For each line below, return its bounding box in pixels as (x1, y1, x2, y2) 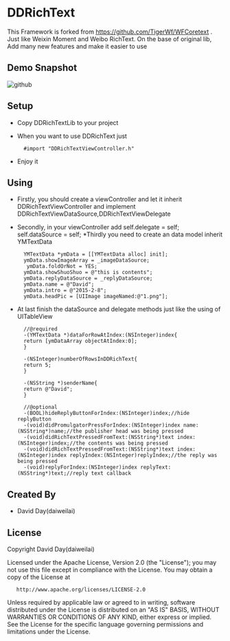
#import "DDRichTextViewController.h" (23, 145, 135, 152)
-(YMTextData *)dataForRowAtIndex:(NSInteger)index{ (23, 332, 178, 339)
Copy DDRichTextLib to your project (16, 118, 119, 126)
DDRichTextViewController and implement (16, 203, 136, 211)
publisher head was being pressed (84, 428, 184, 435)
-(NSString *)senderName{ (23, 380, 97, 387)
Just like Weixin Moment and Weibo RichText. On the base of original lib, (7, 34, 212, 43)
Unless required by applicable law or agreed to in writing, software (7, 598, 196, 606)
